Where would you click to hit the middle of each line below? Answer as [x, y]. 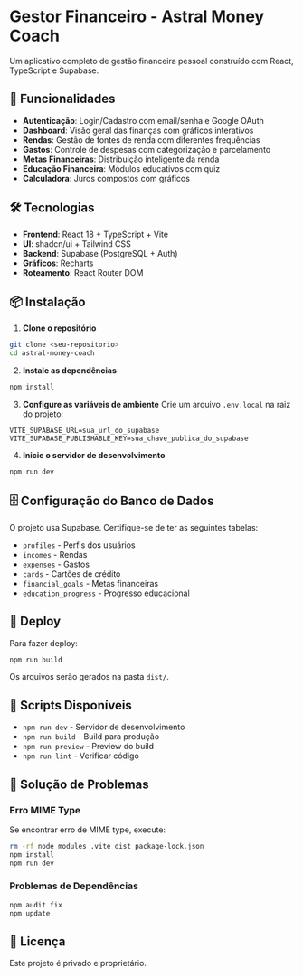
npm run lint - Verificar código [81, 756]
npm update [30, 913]
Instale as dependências [70, 371]
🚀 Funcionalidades [62, 99]
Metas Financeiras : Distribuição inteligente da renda [121, 159]
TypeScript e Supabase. [54, 70]
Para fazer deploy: [44, 643]
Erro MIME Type [45, 810]
